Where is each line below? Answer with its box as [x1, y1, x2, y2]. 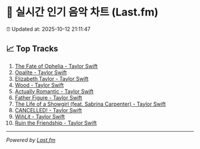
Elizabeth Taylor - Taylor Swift [14, 75, 89, 82]
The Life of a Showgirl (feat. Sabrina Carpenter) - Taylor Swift [14, 100, 166, 107]
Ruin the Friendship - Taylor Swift [14, 119, 97, 126]
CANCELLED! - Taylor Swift [14, 106, 82, 113]
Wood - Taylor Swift [14, 81, 64, 88]
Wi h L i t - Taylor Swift [14, 113, 65, 120]
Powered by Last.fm [6, 136, 56, 143]
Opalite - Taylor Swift [14, 69, 67, 76]
